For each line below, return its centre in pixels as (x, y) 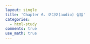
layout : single (21, 10)
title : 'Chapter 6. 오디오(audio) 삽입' (46, 15)
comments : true (21, 29)
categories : (18, 19)
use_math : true (21, 33)
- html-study (23, 24)
